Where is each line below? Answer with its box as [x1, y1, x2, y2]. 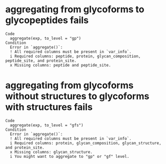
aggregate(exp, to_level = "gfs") [10, 123, 84, 128]
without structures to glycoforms [5, 90, 150, 102]
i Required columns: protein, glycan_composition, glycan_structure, [10, 140, 161, 146]
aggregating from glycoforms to [5, 4, 144, 15]
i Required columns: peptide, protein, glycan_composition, [10, 54, 141, 59]
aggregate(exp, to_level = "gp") [10, 36, 81, 41]
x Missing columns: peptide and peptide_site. [10, 62, 111, 67]
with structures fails [5, 101, 93, 113]
